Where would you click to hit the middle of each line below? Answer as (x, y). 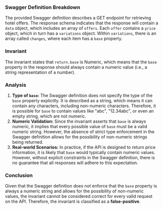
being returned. (28, 142)
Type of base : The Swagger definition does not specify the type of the (82, 95)
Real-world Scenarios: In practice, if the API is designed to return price (84, 147)
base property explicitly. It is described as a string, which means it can (82, 100)
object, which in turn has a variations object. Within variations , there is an (81, 34)
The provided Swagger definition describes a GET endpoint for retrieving (78, 18)
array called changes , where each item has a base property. (64, 38)
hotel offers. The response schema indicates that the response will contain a (82, 23)
